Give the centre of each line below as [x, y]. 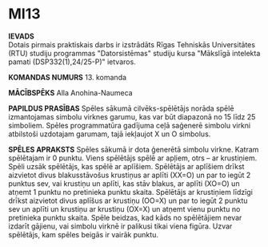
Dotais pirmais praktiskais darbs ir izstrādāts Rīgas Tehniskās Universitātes [132, 44]
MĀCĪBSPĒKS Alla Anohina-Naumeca [71, 92]
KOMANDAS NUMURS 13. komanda [67, 77]
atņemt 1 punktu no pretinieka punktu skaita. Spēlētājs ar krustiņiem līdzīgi [131, 192]
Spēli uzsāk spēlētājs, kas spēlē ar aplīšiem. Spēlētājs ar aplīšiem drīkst [126, 166]
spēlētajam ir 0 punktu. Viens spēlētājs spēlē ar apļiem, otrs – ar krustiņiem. [133, 158]
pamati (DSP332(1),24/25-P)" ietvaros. [72, 62]
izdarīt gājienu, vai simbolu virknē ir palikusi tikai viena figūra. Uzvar [120, 226]
